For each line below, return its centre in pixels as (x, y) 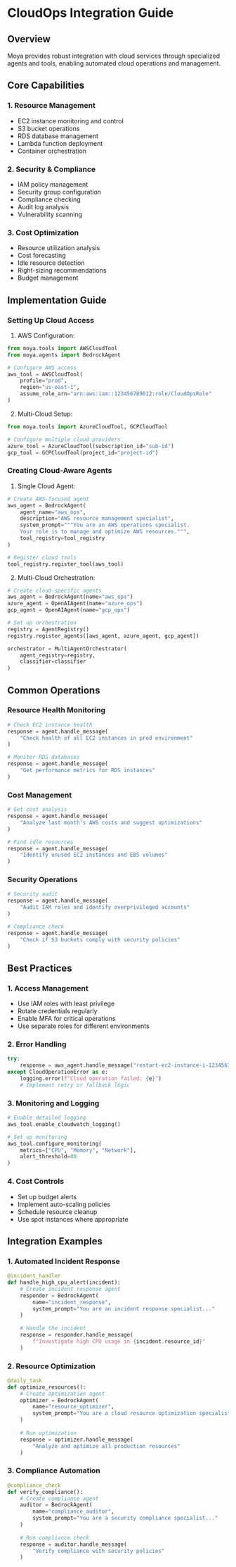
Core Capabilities (46, 86)
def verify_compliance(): (45, 1492)
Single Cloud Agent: (46, 486)
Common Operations (54, 690)
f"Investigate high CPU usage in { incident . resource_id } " (119, 1341)
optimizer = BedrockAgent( (59, 1400)
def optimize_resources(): (47, 1387)
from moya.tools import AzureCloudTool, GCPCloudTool (88, 427)
